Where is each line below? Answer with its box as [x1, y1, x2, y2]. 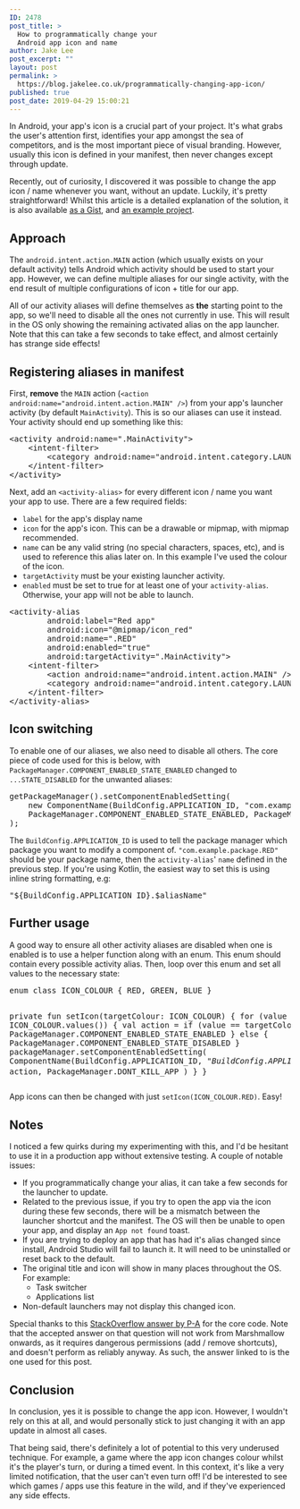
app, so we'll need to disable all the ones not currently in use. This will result [9, 310, 290, 320]
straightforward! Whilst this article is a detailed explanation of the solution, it [9, 195, 288, 206]
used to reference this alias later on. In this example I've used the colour [21, 551, 287, 562]
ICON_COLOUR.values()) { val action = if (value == [9, 1019, 241, 1030]
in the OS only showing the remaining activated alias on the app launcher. [9, 320, 279, 330]
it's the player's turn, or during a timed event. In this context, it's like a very [9, 1462, 285, 1472]
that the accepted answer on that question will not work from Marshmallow [9, 1328, 286, 1339]
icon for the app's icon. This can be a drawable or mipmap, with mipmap [21, 523, 289, 533]
